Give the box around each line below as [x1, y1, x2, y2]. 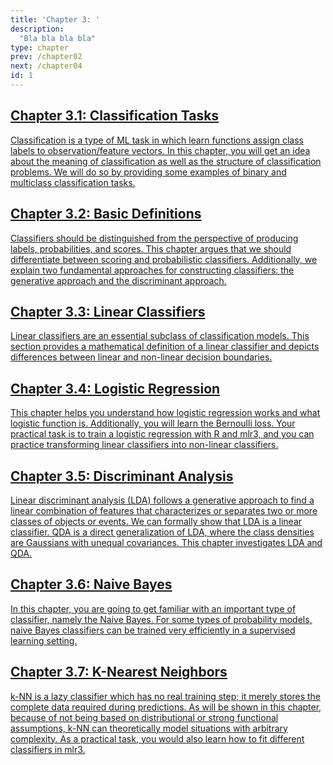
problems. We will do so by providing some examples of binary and [10, 166, 287, 178]
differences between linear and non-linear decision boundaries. [10, 351, 273, 363]
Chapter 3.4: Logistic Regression [10, 380, 221, 397]
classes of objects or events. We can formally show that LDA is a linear [10, 515, 303, 527]
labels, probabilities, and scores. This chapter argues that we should [10, 242, 292, 255]
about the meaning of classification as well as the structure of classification [10, 155, 322, 167]
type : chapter [10, 42, 70, 53]
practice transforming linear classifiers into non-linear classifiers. [10, 439, 279, 451]
